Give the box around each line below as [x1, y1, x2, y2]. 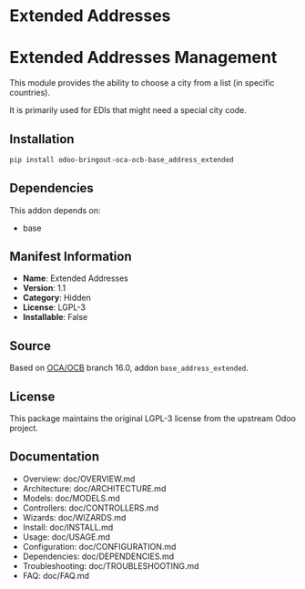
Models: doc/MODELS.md [22, 492, 120, 503]
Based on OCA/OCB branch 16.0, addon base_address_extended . [9, 362, 249, 374]
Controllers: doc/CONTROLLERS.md [22, 502, 159, 513]
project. [9, 423, 39, 434]
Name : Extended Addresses [22, 273, 129, 284]
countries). [9, 88, 51, 98]
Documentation [9, 449, 100, 465]
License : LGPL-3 [22, 302, 86, 313]
